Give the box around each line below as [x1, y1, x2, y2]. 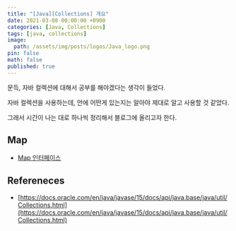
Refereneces [7, 174, 65, 186]
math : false [7, 57, 42, 64]
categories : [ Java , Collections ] [7, 23, 106, 30]
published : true [7, 63, 55, 70]
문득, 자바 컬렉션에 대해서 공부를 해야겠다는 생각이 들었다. [7, 83, 166, 92]
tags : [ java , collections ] [7, 30, 87, 37]
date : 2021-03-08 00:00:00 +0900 [7, 17, 106, 24]
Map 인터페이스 [17, 153, 61, 162]
